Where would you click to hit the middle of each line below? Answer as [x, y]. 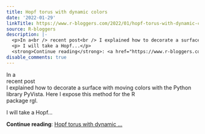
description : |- [27, 35]
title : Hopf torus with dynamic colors [57, 12]
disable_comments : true [37, 57]
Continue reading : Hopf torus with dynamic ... [64, 124]
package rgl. [22, 100]
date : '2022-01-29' [31, 18]
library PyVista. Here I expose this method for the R [71, 94]
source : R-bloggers [31, 29]
